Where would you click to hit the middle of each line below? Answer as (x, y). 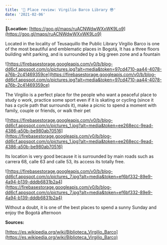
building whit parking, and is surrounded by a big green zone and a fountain (83, 54)
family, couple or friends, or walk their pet (48, 111)
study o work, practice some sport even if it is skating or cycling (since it (80, 100)
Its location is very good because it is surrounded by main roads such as (80, 156)
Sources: (15, 222)
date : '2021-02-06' (25, 14)
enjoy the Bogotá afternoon (33, 213)
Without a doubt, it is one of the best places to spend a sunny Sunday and (81, 207)
